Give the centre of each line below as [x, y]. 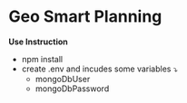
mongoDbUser [63, 79]
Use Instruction [39, 42]
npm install [42, 59]
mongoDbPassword [72, 89]
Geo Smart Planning [85, 17]
